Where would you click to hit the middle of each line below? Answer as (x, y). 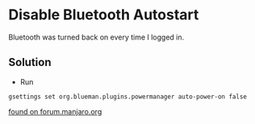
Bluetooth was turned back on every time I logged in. (96, 37)
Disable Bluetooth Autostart (104, 15)
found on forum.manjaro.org (55, 111)
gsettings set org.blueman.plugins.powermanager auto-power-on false (128, 97)
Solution (30, 62)
